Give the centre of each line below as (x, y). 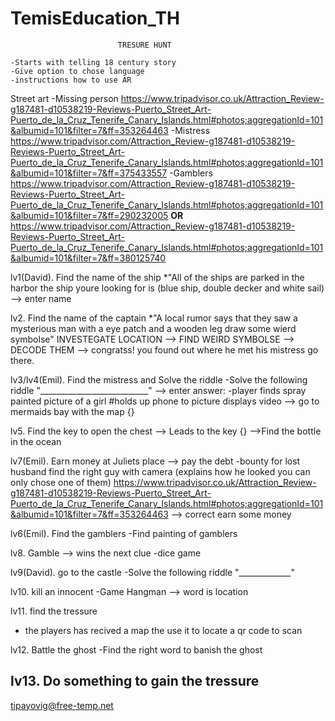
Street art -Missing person (64, 98)
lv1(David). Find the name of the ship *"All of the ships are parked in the (157, 277)
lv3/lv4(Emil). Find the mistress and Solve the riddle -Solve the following (159, 379)
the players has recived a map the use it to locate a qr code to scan (163, 630)
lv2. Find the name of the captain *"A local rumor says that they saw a (154, 318)
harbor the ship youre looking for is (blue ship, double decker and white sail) (167, 288)
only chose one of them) (61, 482)
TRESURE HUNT (144, 45)
